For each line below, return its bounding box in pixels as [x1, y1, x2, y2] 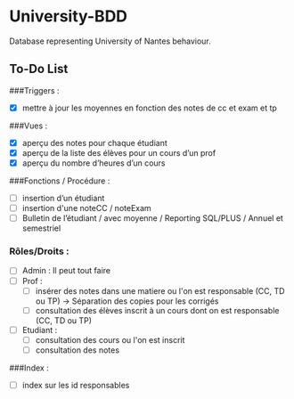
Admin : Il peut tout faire [21, 265, 111, 276]
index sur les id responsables [21, 379, 130, 390]
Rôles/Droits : [9, 245, 69, 257]
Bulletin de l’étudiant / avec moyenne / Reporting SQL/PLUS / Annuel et [21, 213, 283, 224]
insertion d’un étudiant [21, 193, 105, 203]
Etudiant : [21, 324, 58, 335]
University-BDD [9, 6, 127, 27]
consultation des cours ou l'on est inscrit [35, 334, 185, 345]
